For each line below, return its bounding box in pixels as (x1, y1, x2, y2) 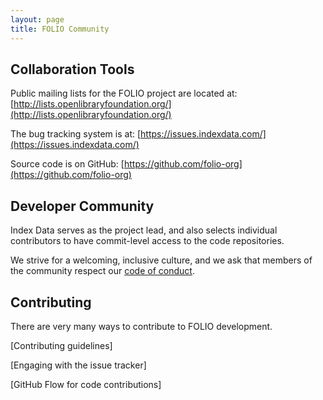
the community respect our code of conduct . (10, 265, 195, 277)
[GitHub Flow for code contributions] (10, 378, 162, 390)
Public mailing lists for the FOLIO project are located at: (10, 87, 238, 100)
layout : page (10, 14, 65, 25)
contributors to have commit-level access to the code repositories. (10, 235, 285, 247)
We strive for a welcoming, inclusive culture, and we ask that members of (10, 254, 313, 266)
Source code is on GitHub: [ (10, 158, 125, 170)
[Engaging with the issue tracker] (10, 359, 147, 371)
